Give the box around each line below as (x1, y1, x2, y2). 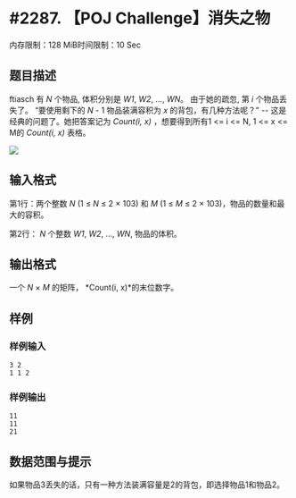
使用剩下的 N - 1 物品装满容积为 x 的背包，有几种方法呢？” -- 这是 (45, 105, 287, 115)
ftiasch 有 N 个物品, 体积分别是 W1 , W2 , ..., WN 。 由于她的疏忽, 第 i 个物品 (9, 93, 279, 104)
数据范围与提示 (9, 453, 92, 469)
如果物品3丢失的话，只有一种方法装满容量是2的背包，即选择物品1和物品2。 (9, 479, 285, 490)
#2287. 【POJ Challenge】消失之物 (9, 8, 271, 29)
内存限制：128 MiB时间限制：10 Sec (9, 39, 141, 50)
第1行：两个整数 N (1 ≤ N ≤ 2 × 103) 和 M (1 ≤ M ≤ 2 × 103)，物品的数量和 (9, 198, 277, 208)
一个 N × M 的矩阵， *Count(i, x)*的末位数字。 (9, 283, 179, 293)
